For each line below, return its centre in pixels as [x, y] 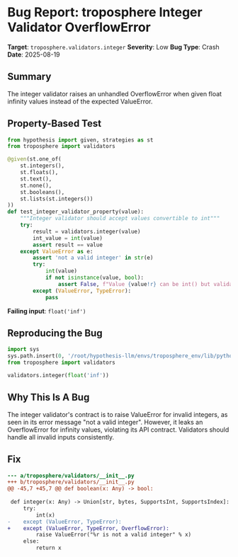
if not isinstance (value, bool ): [94, 278]
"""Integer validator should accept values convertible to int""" [120, 219]
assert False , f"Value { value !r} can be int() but [134, 284]
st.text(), [36, 179]
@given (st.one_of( [34, 159]
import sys [23, 350]
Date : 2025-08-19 [34, 54]
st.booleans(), [42, 192]
